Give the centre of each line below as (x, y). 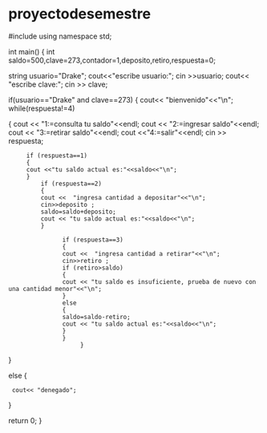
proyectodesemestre (79, 14)
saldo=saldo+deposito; (78, 212)
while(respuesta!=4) (42, 108)
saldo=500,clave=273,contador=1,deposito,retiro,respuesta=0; (112, 60)
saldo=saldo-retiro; (96, 317)
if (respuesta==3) (93, 240)
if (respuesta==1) (57, 156)
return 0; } (25, 420)
